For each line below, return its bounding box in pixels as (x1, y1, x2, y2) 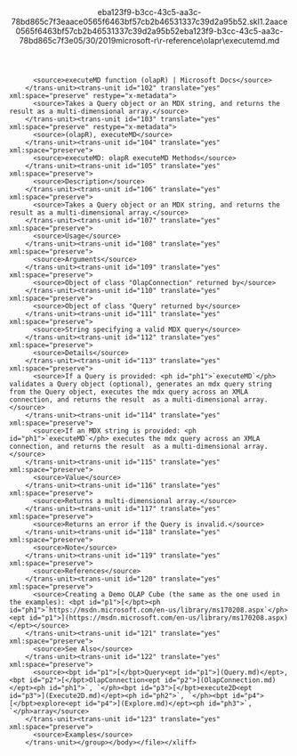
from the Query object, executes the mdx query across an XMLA (9, 387, 249, 396)
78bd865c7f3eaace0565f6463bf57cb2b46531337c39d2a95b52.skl (11, 16, 261, 27)
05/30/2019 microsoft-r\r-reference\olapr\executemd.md (73, 36, 280, 45)
